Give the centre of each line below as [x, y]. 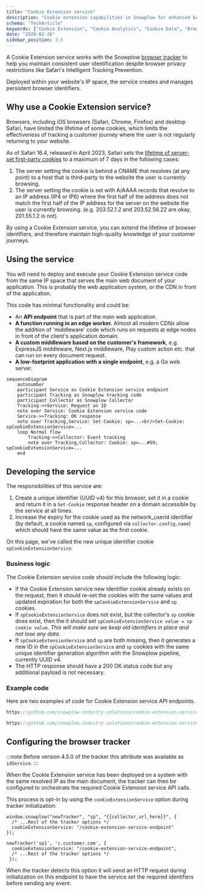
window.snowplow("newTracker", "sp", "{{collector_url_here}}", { [92, 817]
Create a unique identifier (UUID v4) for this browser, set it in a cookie [102, 498]
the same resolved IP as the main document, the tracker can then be [91, 781]
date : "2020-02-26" [31, 34]
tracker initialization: [31, 805]
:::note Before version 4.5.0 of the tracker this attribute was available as [95, 756]
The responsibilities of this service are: [54, 486]
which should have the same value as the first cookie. [82, 530]
